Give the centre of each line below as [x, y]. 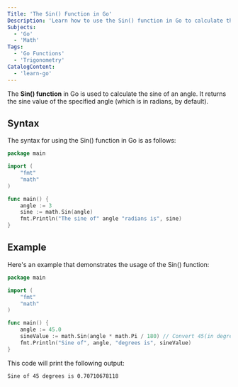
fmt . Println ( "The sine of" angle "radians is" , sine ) [101, 219]
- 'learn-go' [33, 73]
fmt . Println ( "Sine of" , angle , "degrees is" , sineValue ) [106, 343]
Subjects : [22, 27]
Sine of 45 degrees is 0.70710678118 [63, 376]
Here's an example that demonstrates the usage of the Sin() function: [108, 264]
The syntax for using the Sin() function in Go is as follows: [92, 141]
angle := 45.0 [41, 330]
